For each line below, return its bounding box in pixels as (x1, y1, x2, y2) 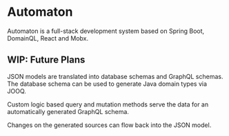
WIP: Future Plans (7, 54, 86, 66)
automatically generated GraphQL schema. (7, 107, 130, 115)
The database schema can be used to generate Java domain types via (7, 80, 207, 88)
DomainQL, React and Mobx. (7, 34, 88, 42)
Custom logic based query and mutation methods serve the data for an (7, 100, 209, 109)
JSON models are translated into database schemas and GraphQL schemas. (7, 72, 223, 80)
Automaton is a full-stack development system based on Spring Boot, (7, 27, 205, 35)
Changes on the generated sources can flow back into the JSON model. (7, 121, 212, 129)
